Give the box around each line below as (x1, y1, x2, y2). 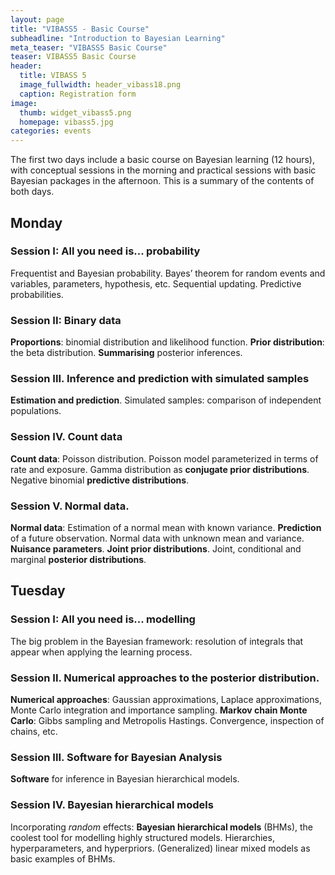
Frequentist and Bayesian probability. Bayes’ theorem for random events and (10, 267, 326, 279)
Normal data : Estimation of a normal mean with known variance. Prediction (10, 522, 322, 533)
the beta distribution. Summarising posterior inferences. (10, 347, 243, 359)
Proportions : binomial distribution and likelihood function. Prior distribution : (10, 336, 325, 348)
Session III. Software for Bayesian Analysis (10, 750, 223, 764)
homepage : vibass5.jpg (19, 117, 114, 127)
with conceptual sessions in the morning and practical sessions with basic (10, 164, 317, 176)
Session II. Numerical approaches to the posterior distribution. (10, 671, 320, 685)
